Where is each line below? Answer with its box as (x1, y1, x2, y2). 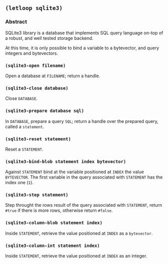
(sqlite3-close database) (5, 85, 69, 91)
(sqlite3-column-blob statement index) (5, 220, 103, 226)
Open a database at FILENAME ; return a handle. (5, 73, 100, 79)
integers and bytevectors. (5, 50, 59, 56)
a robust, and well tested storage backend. (5, 35, 94, 41)
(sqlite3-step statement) (5, 192, 69, 198)
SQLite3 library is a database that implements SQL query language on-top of (5, 30, 163, 36)
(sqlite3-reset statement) (5, 136, 71, 142)
